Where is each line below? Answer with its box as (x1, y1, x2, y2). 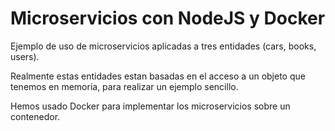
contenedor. (10, 110, 61, 122)
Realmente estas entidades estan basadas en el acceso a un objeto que (10, 70, 306, 82)
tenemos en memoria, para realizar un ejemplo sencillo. (10, 80, 239, 92)
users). (10, 50, 40, 62)
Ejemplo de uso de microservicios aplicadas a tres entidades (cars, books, (10, 40, 317, 52)
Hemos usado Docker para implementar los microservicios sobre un (10, 100, 291, 112)
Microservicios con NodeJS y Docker (10, 7, 326, 30)
